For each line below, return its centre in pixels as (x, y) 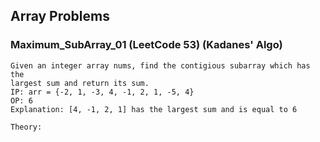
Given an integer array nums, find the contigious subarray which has (160, 65)
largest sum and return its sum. (80, 83)
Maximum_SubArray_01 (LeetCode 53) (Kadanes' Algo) (146, 45)
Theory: (26, 127)
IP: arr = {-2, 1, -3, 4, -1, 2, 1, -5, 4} (102, 92)
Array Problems (60, 16)
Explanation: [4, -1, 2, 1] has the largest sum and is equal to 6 (154, 109)
